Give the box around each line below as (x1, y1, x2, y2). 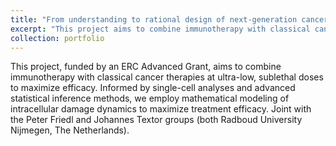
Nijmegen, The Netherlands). (10, 124, 130, 136)
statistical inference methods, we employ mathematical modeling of (10, 92, 290, 105)
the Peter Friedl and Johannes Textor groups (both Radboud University (10, 114, 303, 126)
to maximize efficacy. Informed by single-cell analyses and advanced (10, 82, 296, 94)
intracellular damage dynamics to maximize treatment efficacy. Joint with (10, 103, 312, 115)
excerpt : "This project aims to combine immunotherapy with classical (10, 24, 311, 34)
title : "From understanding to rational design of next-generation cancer (10, 14, 329, 25)
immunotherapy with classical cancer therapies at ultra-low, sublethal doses (10, 71, 324, 83)
